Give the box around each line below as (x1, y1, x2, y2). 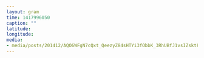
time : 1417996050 (6, 14, 50, 21)
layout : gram (6, 8, 39, 15)
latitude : (6, 25, 32, 32)
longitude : (6, 31, 34, 37)
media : (6, 37, 23, 43)
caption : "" (6, 20, 36, 26)
